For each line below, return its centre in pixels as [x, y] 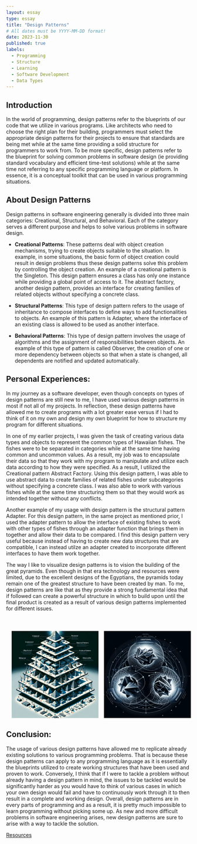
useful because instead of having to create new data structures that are [92, 541]
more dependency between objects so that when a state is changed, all [101, 354]
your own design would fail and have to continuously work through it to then [98, 792]
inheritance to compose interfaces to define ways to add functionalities [101, 312]
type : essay [21, 19]
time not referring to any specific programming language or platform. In [92, 169]
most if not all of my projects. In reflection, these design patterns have [91, 406]
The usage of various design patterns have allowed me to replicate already [96, 748]
